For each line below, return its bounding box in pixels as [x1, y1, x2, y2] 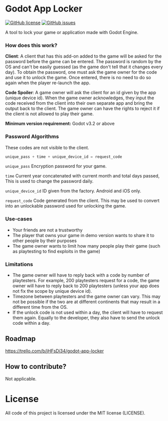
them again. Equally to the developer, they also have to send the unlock [12, 315, 160, 321]
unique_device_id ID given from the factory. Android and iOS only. [5, 188, 141, 194]
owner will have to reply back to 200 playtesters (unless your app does [12, 283, 159, 289]
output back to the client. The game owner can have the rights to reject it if [5, 106, 160, 112]
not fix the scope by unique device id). [12, 288, 92, 294]
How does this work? [5, 42, 58, 49]
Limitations [5, 261, 34, 268]
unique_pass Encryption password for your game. [5, 163, 107, 169]
